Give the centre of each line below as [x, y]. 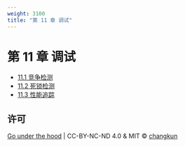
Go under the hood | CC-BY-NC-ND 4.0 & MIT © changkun [92, 136]
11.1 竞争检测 [35, 77]
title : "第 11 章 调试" [40, 20]
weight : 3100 [26, 14]
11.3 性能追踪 [36, 95]
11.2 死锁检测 [36, 86]
